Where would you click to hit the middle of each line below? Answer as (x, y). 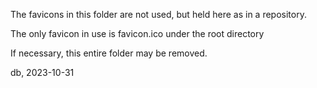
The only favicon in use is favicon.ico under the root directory (137, 33)
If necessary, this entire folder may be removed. (109, 53)
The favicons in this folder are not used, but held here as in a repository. (158, 14)
